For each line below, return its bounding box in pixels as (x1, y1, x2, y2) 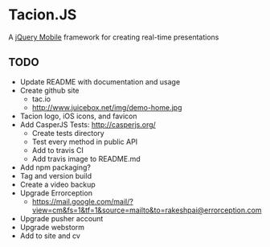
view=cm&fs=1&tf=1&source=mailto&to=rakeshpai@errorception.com (31, 205, 262, 215)
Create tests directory (31, 128, 104, 138)
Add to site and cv (19, 231, 80, 241)
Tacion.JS (8, 6, 77, 24)
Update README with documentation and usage (19, 76, 181, 86)
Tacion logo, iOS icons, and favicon (19, 111, 138, 121)
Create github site (19, 85, 80, 95)
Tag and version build (19, 171, 92, 180)
